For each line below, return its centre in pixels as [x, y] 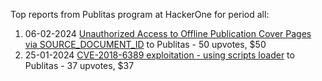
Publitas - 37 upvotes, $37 [79, 65]
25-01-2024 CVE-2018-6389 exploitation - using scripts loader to [159, 55]
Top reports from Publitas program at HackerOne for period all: [140, 14]
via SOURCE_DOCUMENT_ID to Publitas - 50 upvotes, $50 [145, 44]
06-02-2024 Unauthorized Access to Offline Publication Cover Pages [168, 33]
